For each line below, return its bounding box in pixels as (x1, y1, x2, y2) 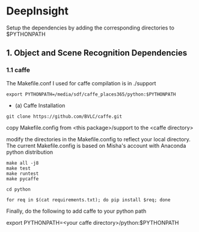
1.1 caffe (6, 66, 30, 75)
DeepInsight (6, 4, 69, 18)
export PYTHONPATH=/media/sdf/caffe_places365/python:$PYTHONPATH (6, 91, 176, 97)
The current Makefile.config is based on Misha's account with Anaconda (6, 142, 186, 149)
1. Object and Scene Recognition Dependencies (6, 48, 188, 58)
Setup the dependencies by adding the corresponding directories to (6, 24, 174, 31)
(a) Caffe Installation (14, 102, 66, 109)
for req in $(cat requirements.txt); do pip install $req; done (6, 197, 171, 203)
